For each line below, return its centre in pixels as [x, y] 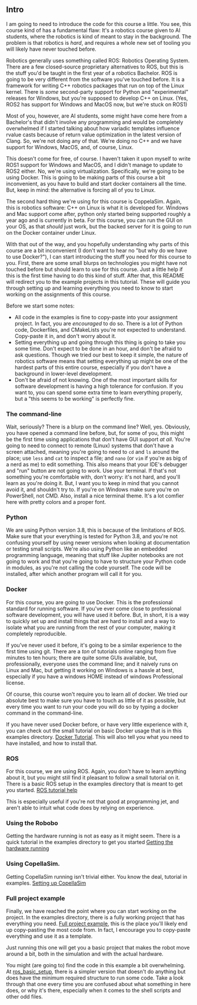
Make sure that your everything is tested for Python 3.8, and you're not [92, 536]
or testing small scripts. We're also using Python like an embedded [87, 549]
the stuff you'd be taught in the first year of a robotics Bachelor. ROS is [92, 73]
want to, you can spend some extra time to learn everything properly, [98, 392]
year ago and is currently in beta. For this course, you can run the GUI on [94, 220]
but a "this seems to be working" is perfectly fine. [75, 398]
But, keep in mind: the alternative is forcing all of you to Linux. [81, 190]
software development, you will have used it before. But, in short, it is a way [98, 615]
